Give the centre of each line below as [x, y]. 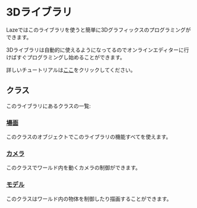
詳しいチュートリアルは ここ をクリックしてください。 [71, 70]
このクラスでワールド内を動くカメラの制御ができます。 [74, 168]
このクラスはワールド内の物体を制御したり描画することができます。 [89, 198]
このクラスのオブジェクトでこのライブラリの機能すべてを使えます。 [89, 137]
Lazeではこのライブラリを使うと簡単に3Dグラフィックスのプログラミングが [99, 30]
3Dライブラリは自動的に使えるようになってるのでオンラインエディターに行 [98, 50]
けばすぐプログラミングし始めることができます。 [66, 57]
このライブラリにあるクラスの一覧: [48, 106]
